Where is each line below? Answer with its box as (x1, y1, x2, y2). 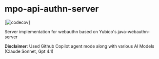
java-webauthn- (117, 29, 150, 34)
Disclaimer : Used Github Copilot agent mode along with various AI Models (4, 43, 155, 49)
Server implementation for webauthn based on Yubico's (4, 29, 117, 34)
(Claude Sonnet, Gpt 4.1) (4, 48, 54, 54)
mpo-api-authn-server (4, 3, 99, 15)
